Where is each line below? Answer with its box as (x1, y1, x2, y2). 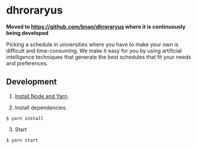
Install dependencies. (14, 104, 68, 111)
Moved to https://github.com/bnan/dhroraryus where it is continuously (6, 23, 186, 30)
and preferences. (6, 60, 49, 67)
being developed (6, 29, 49, 36)
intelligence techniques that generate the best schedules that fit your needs (6, 53, 192, 60)
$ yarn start (6, 137, 39, 143)
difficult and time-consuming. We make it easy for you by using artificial (6, 47, 182, 54)
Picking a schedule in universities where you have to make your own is (6, 41, 179, 48)
